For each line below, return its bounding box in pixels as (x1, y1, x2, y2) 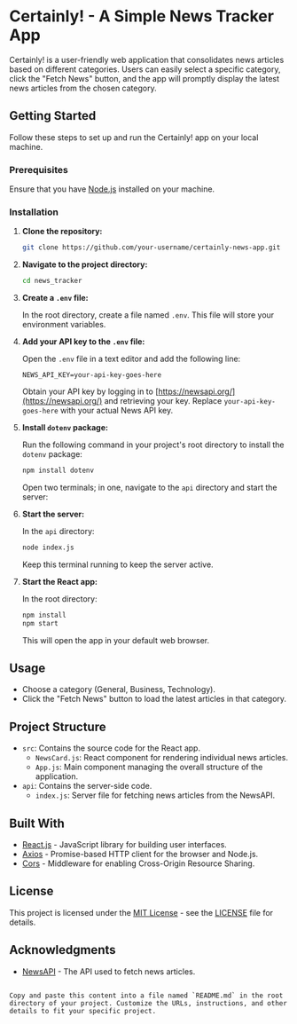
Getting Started (9, 108, 97, 123)
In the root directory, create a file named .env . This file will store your (21, 310, 275, 320)
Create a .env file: (21, 293, 89, 303)
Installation (9, 206, 59, 218)
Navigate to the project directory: (21, 259, 148, 270)
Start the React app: (21, 576, 98, 587)
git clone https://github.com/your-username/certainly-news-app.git (21, 243, 281, 252)
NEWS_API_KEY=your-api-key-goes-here (21, 371, 162, 380)
